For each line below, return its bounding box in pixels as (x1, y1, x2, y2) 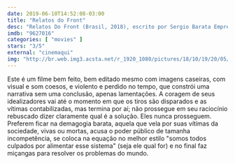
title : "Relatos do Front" (7, 17, 86, 24)
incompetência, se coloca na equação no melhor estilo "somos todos (7, 134, 207, 142)
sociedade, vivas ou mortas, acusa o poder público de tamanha (7, 126, 191, 135)
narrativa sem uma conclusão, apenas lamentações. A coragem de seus (7, 89, 215, 98)
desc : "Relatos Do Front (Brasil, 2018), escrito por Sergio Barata (7, 23, 211, 30)
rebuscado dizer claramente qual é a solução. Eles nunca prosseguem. (7, 112, 212, 120)
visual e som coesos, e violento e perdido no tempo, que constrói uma (7, 82, 210, 91)
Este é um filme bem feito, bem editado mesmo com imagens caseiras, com (7, 75, 226, 83)
